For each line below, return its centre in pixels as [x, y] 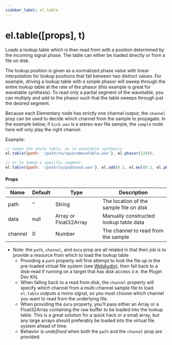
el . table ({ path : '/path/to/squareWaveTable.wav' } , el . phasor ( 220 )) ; [80, 154]
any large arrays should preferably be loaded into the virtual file [87, 320]
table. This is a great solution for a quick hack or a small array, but [90, 315]
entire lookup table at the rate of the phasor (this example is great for [78, 87]
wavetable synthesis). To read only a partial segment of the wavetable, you [84, 92]
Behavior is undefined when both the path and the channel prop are [91, 332]
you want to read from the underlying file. [64, 299]
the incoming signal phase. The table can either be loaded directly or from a [85, 55]
